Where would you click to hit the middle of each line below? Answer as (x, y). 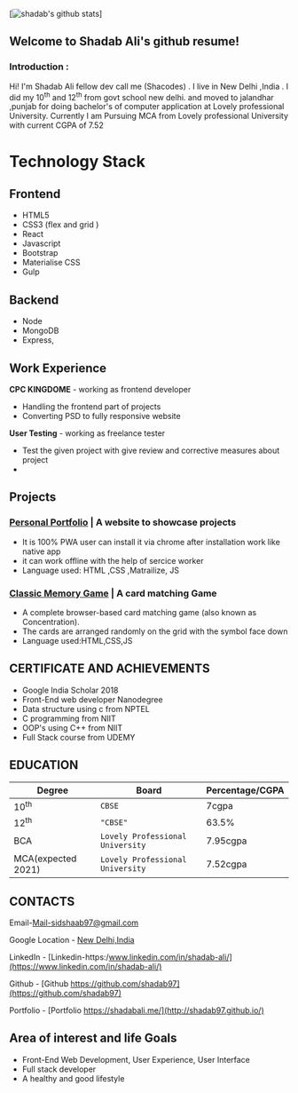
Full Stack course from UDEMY (78, 737)
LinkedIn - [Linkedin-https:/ (59, 957)
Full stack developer (59, 1069)
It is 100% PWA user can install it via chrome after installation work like (151, 542)
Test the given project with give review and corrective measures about (151, 450)
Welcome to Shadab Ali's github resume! (124, 41)
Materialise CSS (51, 263)
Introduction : (39, 67)
